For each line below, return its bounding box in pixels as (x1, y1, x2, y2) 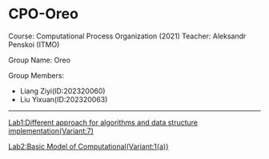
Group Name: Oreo (8, 55, 70, 65)
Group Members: (8, 70, 65, 80)
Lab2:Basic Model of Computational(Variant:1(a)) (8, 141, 169, 151)
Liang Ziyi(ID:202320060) (19, 85, 106, 96)
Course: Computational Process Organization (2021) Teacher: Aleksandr (8, 31, 247, 41)
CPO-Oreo (8, 5, 78, 23)
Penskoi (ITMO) (8, 39, 60, 49)
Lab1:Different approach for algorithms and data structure (8, 117, 199, 127)
